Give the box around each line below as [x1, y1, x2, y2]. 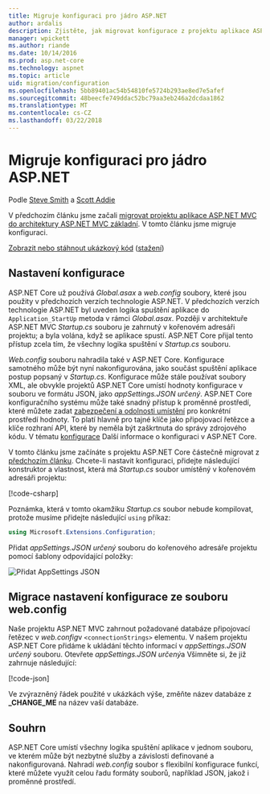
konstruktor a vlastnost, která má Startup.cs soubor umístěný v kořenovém [8, 464, 256, 474]
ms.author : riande [8, 42, 70, 50]
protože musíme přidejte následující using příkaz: [8, 512, 171, 522]
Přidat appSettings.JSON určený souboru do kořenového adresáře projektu [8, 542, 258, 552]
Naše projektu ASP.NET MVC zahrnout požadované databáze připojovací [8, 624, 251, 634]
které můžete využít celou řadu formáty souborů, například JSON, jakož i [8, 768, 249, 778]
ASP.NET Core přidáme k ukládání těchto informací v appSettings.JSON [8, 641, 247, 651]
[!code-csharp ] [8, 488, 59, 498]
